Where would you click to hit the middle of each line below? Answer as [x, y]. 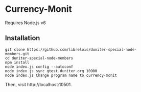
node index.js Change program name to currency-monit [61, 75]
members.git [17, 54]
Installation [23, 38]
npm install [17, 62]
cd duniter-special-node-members [39, 58]
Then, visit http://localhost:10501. [38, 84]
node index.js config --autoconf [39, 67]
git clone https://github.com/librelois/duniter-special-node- [71, 49]
